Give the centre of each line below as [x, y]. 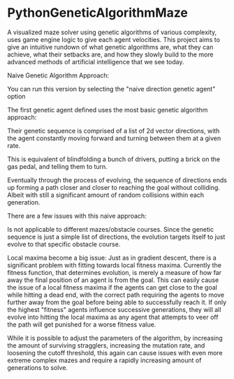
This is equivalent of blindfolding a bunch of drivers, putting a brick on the [114, 159]
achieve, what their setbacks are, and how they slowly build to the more [111, 54]
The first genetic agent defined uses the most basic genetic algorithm [108, 110]
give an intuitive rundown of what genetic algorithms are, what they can [110, 47]
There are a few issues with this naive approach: [77, 216]
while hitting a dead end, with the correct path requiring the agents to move [116, 295]
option [16, 96]
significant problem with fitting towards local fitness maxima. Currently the [115, 265]
